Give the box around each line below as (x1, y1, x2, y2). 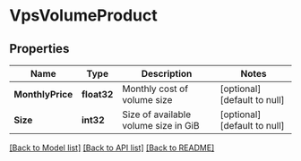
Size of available (122, 108, 192, 121)
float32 (81, 89, 114, 100)
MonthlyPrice (13, 89, 73, 100)
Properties (9, 41, 70, 56)
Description (141, 68, 193, 80)
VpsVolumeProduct (9, 5, 159, 26)
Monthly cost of (122, 82, 189, 95)
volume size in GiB (122, 120, 200, 131)
